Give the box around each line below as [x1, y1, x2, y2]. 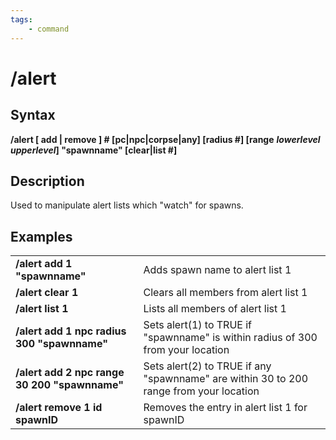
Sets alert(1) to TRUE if [143, 318, 253, 332]
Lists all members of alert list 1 [143, 302, 287, 316]
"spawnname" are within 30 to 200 [143, 372, 309, 386]
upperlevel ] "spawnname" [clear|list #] [10, 144, 178, 156]
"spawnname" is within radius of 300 [143, 331, 318, 345]
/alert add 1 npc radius [15, 324, 127, 338]
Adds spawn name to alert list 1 [143, 263, 292, 277]
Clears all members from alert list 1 [143, 286, 308, 300]
